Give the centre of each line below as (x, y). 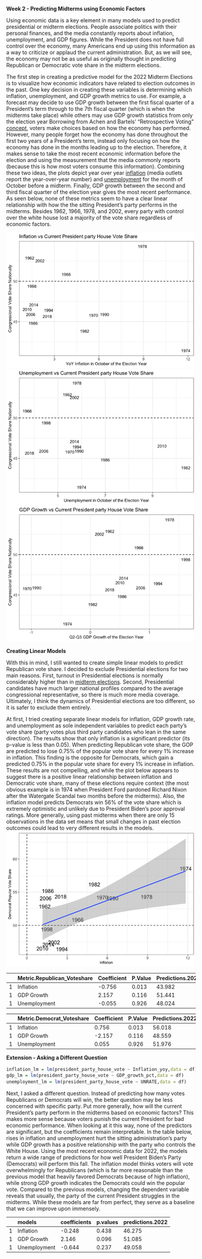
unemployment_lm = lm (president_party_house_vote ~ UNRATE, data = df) (96, 1082)
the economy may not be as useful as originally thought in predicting (91, 59)
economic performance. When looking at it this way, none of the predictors (99, 1125)
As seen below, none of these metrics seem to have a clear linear (87, 198)
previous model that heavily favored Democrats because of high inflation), (98, 1176)
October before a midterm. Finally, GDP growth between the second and (96, 186)
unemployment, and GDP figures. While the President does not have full (95, 39)
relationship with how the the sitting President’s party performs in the (92, 205)
